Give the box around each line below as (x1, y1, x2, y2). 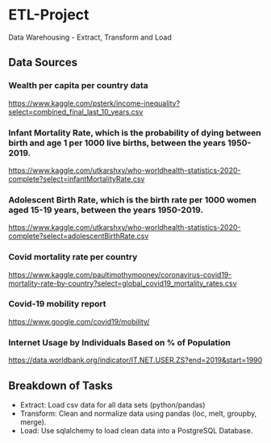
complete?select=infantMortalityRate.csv (8, 173, 145, 183)
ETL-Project (8, 6, 90, 24)
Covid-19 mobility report (8, 299, 106, 310)
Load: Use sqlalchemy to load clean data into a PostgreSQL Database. (19, 425, 253, 435)
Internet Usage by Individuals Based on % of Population (8, 336, 231, 348)
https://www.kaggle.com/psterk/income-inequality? (8, 98, 180, 108)
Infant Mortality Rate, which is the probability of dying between (8, 127, 261, 138)
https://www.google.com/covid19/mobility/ (8, 316, 150, 326)
